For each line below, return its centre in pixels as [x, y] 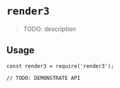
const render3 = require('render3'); [60, 66]
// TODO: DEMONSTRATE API [43, 78]
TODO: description [50, 29]
